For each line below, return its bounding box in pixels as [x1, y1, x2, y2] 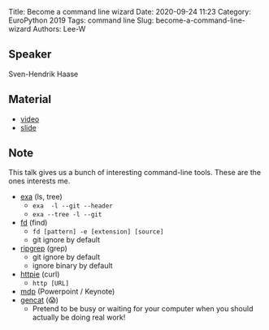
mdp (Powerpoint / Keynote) [20, 287, 115, 297]
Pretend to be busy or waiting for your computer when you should [32, 304, 254, 314]
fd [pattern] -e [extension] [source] [32, 228, 164, 236]
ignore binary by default [32, 261, 113, 271]
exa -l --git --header [32, 202, 114, 210]
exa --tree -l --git [32, 211, 102, 219]
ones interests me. [8, 176, 71, 186]
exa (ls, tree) [20, 192, 63, 202]
